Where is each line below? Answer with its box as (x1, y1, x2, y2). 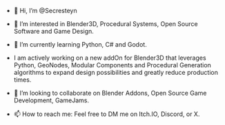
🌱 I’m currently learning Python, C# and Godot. (13, 41, 147, 48)
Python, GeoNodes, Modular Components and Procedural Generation (13, 61, 212, 69)
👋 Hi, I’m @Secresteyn (13, 7, 77, 14)
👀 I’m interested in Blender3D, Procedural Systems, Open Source (13, 20, 198, 27)
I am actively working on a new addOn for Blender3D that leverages (13, 54, 206, 62)
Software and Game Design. (13, 27, 95, 35)
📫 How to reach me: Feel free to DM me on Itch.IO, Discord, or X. (13, 110, 200, 118)
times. (13, 76, 32, 84)
